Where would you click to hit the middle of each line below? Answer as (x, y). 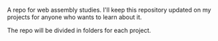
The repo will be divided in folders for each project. (79, 30)
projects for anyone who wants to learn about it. (74, 17)
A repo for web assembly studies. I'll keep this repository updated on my (109, 10)
